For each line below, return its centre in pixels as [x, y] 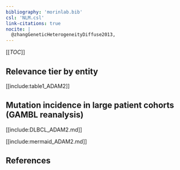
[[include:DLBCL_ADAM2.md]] [44, 130]
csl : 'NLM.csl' [25, 18]
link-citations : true [33, 23]
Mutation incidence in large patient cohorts [90, 105]
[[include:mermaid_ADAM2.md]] [46, 141]
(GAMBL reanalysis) [45, 115]
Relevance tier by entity [52, 71]
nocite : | [18, 29]
